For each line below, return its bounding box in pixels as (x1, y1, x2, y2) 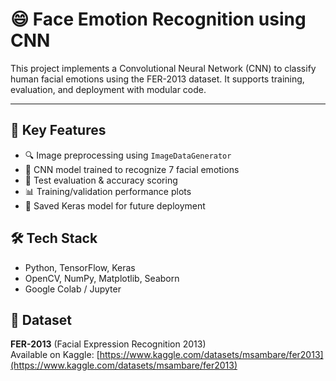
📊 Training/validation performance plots (24, 185, 192, 197)
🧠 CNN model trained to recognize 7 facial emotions (24, 163, 240, 175)
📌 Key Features (10, 122, 107, 139)
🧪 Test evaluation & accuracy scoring (24, 174, 178, 186)
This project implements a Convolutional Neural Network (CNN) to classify (10, 62, 317, 74)
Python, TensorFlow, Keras (24, 261, 136, 273)
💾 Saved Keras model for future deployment (24, 199, 206, 212)
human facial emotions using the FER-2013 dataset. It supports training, (10, 73, 305, 85)
